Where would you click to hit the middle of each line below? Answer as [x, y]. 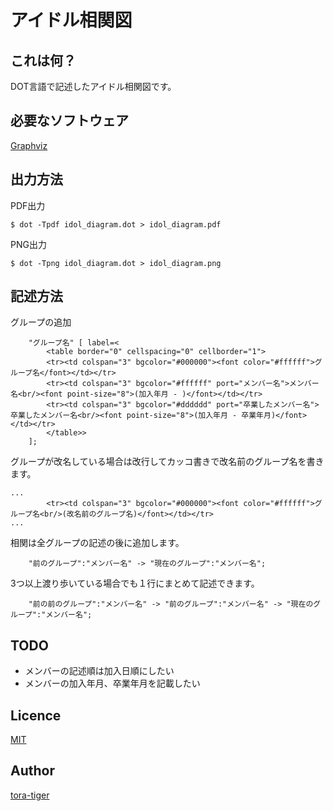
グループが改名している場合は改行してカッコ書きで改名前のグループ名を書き [167, 462]
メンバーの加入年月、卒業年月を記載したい [112, 683]
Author [32, 771]
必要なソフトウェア [69, 121]
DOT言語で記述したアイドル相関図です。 [93, 86]
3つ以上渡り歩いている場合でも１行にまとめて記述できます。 [135, 583]
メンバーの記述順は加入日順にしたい [99, 671]
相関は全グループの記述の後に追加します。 [97, 543]
